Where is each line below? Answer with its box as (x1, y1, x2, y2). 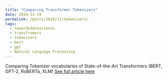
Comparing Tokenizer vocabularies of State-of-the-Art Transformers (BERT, (5, 63, 162, 69)
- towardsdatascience (10, 26, 55, 31)
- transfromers (10, 30, 42, 35)
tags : (5, 21, 17, 26)
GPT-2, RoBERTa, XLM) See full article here (5, 68, 95, 74)
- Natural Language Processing (10, 49, 75, 54)
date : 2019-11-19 (5, 12, 42, 17)
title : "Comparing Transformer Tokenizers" (5, 7, 98, 12)
